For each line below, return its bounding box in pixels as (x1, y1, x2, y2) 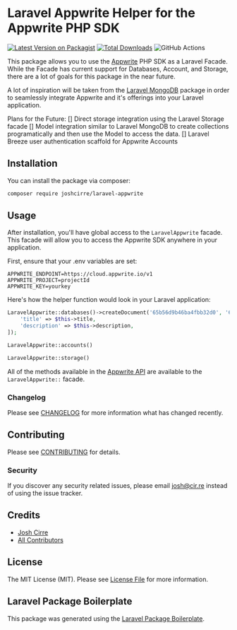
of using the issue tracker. (7, 489, 83, 498)
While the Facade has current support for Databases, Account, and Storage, (7, 64, 229, 73)
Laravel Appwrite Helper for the (7, 5, 195, 21)
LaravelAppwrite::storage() (7, 354, 90, 361)
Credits (7, 509, 41, 521)
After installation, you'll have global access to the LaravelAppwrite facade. (7, 228, 223, 237)
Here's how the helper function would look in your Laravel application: (7, 296, 211, 304)
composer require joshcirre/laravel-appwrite (7, 189, 143, 197)
